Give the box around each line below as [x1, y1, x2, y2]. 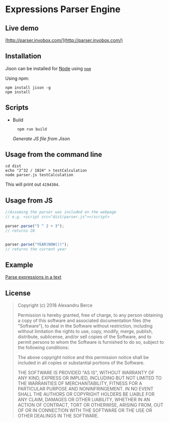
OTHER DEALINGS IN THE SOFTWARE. [17, 413, 99, 419]
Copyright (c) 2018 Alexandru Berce [17, 302, 93, 308]
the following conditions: [17, 344, 69, 351]
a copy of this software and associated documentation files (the [17, 317, 151, 323]
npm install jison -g [5, 85, 51, 90]
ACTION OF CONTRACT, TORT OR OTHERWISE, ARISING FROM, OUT [17, 402, 163, 408]
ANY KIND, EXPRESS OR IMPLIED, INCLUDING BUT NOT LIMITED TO [17, 375, 162, 381]
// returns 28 [5, 228, 35, 233]
